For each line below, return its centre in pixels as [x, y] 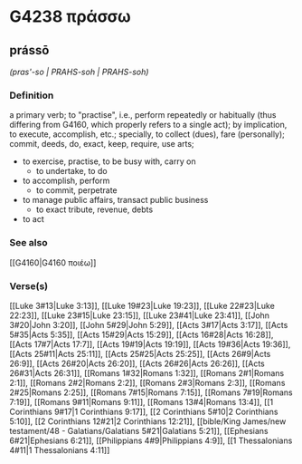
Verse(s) [29, 285]
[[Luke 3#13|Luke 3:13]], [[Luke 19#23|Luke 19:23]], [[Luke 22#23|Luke [142, 305]
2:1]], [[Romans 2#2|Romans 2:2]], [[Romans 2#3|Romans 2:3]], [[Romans [147, 382]
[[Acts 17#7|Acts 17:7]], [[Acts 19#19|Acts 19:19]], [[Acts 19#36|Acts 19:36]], [150, 344]
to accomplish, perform [66, 181]
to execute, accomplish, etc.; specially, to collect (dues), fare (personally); [147, 134]
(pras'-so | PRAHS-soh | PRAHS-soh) [79, 72]
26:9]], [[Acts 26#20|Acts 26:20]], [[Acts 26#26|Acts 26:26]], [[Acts [137, 363]
